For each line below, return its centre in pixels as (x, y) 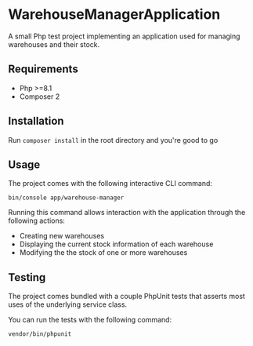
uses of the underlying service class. (68, 304)
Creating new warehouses (61, 236)
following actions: (36, 220)
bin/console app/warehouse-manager (66, 198)
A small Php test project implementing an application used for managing (124, 36)
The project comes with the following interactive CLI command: (110, 184)
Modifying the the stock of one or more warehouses (103, 253)
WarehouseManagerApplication (114, 15)
